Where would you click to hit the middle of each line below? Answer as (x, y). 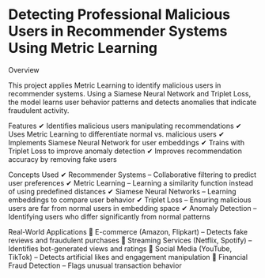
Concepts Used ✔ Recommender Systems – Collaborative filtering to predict (132, 175)
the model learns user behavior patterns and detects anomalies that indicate (132, 102)
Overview (24, 69)
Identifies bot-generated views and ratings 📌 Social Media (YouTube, (120, 248)
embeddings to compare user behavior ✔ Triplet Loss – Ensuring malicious (130, 200)
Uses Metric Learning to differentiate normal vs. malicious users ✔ (116, 134)
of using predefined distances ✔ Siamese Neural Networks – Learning (122, 191)
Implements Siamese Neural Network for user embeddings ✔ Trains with (127, 142)
